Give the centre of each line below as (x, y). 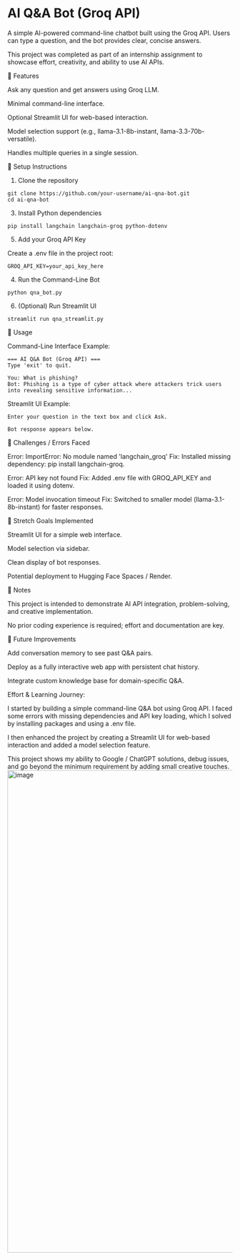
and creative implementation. (50, 611)
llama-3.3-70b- (182, 131)
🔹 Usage (20, 332)
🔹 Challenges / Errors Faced (49, 442)
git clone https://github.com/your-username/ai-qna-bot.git (99, 193)
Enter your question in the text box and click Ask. (87, 417)
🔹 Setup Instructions (37, 167)
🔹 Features (23, 76)
